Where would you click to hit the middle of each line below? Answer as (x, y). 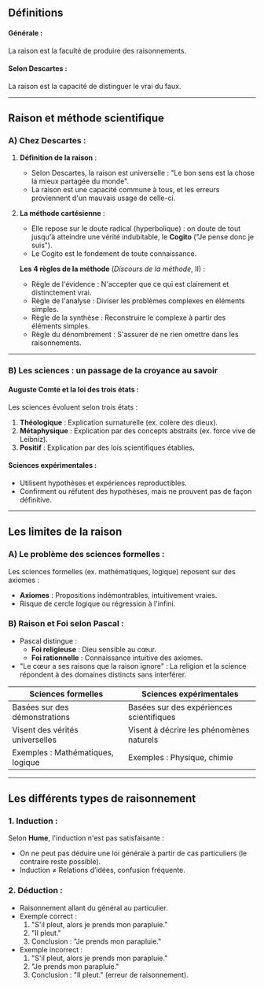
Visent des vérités (45, 729)
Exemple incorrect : (51, 949)
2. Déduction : (35, 891)
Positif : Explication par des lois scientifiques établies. (107, 447)
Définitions (36, 13)
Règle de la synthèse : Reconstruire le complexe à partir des (128, 317)
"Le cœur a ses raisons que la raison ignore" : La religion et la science (133, 666)
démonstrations (41, 717)
